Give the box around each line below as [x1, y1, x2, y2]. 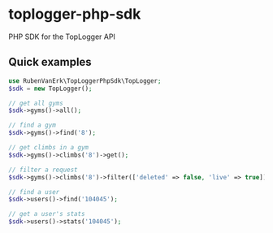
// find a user [8, 188, 60, 196]
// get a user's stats [8, 210, 85, 218]
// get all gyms [8, 99, 63, 107]
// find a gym [8, 121, 57, 130]
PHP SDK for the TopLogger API [8, 32, 116, 41]
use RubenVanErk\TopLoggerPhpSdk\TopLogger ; [8, 76, 162, 85]
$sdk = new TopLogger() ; [8, 84, 93, 93]
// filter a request [8, 166, 79, 174]
